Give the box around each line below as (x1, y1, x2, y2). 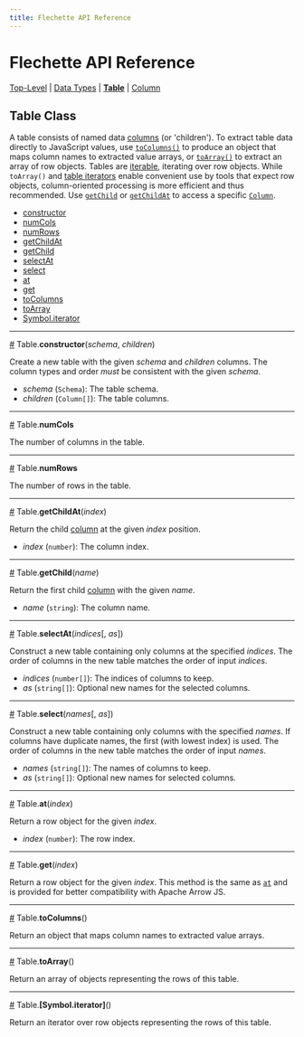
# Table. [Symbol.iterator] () (9, 1000, 111, 1011)
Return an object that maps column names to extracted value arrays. (9, 930, 265, 941)
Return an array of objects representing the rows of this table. (9, 974, 240, 985)
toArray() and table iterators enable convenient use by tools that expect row (9, 171, 295, 182)
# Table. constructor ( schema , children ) (9, 339, 156, 350)
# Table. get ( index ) (9, 860, 79, 871)
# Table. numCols (9, 420, 74, 430)
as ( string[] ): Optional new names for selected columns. (22, 772, 237, 783)
